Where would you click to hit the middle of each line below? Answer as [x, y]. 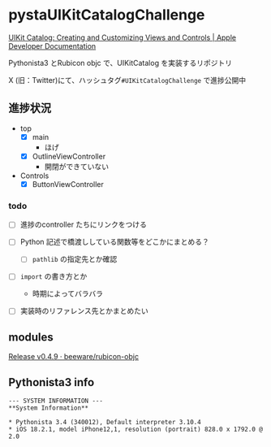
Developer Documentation [52, 46]
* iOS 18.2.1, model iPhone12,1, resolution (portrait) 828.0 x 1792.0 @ [136, 430]
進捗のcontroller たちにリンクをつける [84, 224]
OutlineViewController [69, 156]
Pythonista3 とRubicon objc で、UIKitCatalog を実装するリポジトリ [120, 63]
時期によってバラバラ [68, 293]
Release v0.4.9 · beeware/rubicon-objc [74, 357]
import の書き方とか [54, 276]
